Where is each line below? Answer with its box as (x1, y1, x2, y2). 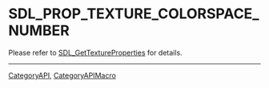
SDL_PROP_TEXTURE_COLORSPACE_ (8, 5, 259, 23)
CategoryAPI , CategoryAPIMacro (8, 71, 116, 80)
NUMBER (8, 21, 70, 40)
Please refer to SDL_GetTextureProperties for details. (8, 48, 183, 57)
